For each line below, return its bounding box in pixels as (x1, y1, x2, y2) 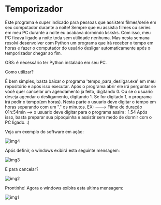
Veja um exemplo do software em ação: (5, 129, 84, 134)
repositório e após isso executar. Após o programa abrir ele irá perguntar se (5, 83, 156, 89)
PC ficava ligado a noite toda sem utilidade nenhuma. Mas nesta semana (5, 35, 150, 41)
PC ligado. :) (5, 119, 30, 125)
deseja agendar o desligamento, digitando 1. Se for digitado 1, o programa (5, 93, 152, 100)
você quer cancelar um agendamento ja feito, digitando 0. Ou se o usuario (5, 88, 153, 94)
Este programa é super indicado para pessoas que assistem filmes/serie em (5, 19, 157, 25)
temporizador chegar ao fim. (5, 50, 62, 56)
